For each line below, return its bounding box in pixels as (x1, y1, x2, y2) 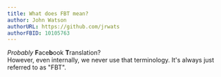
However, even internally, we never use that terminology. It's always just (7, 56, 215, 65)
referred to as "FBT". (7, 63, 66, 71)
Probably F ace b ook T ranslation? (7, 49, 101, 57)
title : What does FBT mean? (7, 10, 89, 17)
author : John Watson (7, 17, 68, 24)
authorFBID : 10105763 (7, 29, 70, 37)
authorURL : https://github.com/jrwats (7, 23, 120, 30)
